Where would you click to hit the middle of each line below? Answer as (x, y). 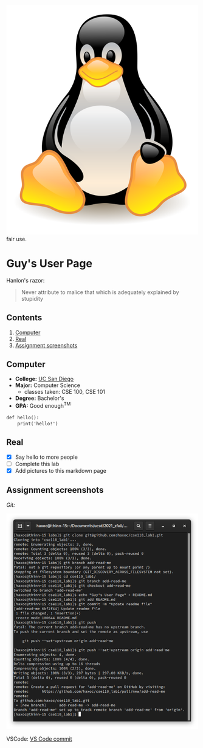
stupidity (32, 298)
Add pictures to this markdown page (60, 470)
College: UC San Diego (44, 379)
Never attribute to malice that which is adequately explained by (100, 292)
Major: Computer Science (48, 385)
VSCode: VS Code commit (39, 739)
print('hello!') (38, 424)
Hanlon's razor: (26, 280)
